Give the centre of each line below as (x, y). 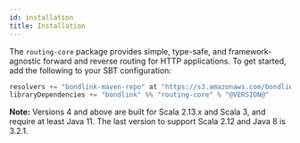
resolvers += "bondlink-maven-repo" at (83, 87)
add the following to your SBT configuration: (91, 70)
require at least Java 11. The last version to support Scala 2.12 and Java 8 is (147, 122)
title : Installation (48, 26)
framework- (250, 51)
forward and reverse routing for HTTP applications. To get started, (165, 61)
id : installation (42, 17)
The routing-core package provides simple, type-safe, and (118, 51)
